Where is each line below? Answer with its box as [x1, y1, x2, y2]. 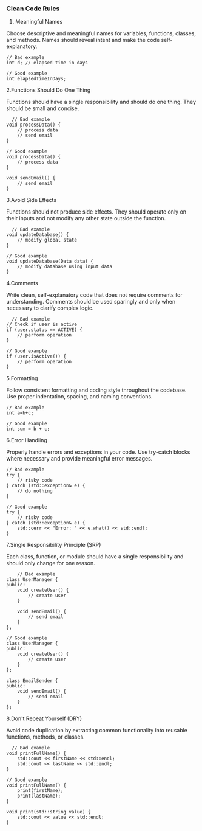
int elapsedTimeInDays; [6, 76, 67, 82]
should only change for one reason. [6, 560, 95, 567]
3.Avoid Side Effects [6, 196, 56, 204]
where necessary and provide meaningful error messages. [6, 455, 153, 462]
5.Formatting [6, 375, 38, 382]
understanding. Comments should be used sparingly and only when [6, 298, 176, 305]
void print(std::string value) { [6, 809, 91, 815]
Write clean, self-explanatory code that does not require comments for [6, 291, 183, 299]
